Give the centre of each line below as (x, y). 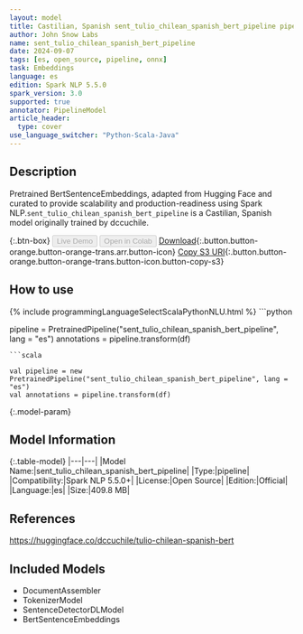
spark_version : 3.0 (46, 93)
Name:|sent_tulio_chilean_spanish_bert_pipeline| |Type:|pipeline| (129, 471)
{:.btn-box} (30, 240)
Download (177, 240)
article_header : (40, 118)
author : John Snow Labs (54, 34)
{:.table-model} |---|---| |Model (68, 462)
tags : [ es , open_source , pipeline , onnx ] (88, 60)
